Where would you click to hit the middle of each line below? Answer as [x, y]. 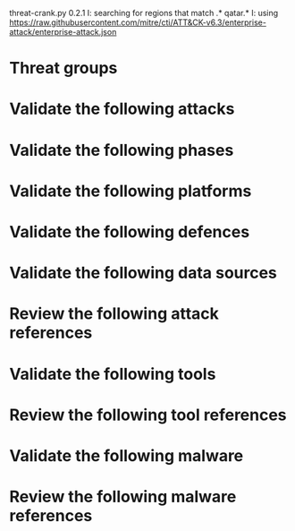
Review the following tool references [148, 415]
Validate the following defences [130, 231]
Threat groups [63, 69]
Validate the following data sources [143, 273]
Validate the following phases [122, 150]
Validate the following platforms [131, 191]
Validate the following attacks [122, 109]
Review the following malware [123, 497]
